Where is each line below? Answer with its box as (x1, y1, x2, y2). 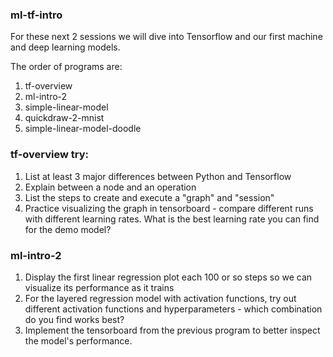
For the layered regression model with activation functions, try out (24, 292, 297, 304)
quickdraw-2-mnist (24, 112, 105, 124)
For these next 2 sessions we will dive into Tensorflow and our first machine (10, 31, 323, 43)
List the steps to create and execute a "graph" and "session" (24, 191, 275, 203)
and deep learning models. (10, 41, 121, 53)
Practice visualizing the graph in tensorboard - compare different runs (24, 202, 314, 214)
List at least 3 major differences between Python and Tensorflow (24, 170, 292, 182)
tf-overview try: (10, 148, 89, 162)
